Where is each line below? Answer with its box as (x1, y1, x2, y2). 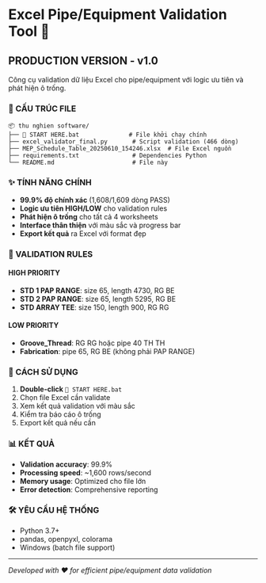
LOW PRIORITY (8, 321, 59, 330)
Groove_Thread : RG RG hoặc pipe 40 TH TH (19, 338, 165, 348)
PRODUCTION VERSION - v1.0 (8, 54, 158, 67)
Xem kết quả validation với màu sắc (19, 402, 136, 411)
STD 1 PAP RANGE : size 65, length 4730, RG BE (19, 285, 176, 295)
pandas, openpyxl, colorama (19, 534, 113, 543)
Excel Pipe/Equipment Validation (8, 6, 227, 24)
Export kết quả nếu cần (19, 418, 97, 428)
